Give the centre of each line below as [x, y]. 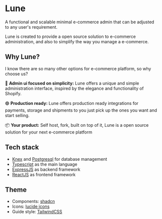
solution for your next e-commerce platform [49, 132]
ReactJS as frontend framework [44, 174]
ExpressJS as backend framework [46, 169]
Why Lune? [22, 57]
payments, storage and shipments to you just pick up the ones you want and [81, 110]
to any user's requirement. [31, 27]
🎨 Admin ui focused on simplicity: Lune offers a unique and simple [72, 83]
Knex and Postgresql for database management [59, 159]
